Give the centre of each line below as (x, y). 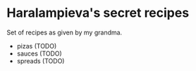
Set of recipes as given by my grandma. (65, 32)
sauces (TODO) (39, 53)
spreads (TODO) (41, 60)
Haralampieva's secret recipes (98, 13)
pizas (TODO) (37, 46)
